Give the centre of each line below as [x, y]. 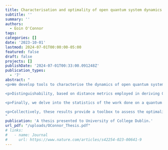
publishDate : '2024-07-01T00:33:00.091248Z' [52, 66]
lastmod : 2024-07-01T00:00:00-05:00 [43, 47]
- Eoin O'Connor [26, 29]
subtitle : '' [19, 15]
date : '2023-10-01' [25, 43]
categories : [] [21, 38]
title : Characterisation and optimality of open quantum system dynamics [84, 10]
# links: [14, 130]
